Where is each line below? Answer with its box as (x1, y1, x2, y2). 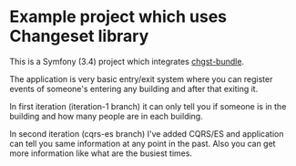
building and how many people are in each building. (9, 110, 203, 121)
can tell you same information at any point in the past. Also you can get (9, 138, 276, 149)
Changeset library (9, 26, 149, 47)
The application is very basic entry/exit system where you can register (9, 73, 273, 84)
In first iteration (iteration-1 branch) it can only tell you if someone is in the (9, 100, 287, 111)
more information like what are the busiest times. (9, 148, 193, 159)
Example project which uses (9, 6, 228, 27)
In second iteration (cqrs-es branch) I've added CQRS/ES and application (9, 128, 284, 139)
